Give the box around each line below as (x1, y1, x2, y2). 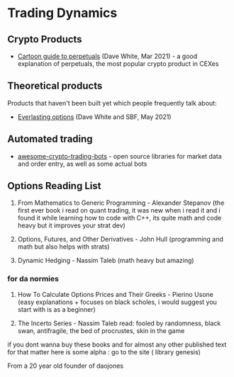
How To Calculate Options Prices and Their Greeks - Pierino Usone (17, 290, 214, 298)
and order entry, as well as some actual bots (17, 159, 147, 168)
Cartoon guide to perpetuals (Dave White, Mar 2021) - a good (17, 52, 198, 60)
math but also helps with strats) (17, 242, 110, 251)
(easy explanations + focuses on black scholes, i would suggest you (17, 298, 218, 306)
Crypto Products (7, 33, 83, 45)
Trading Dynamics (7, 5, 118, 21)
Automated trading (7, 133, 94, 145)
